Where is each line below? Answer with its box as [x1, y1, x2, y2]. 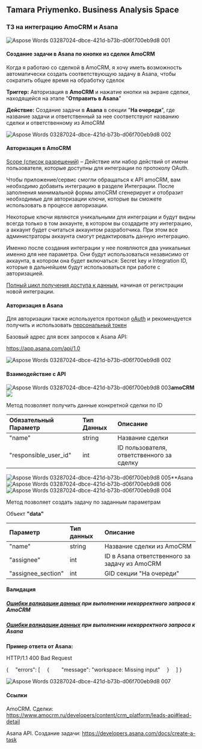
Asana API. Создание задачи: [6, 729, 81, 737]
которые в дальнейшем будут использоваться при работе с [6, 263, 161, 271]
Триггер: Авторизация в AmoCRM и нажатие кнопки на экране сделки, [6, 88, 191, 95]
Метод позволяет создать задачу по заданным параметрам [6, 498, 161, 506]
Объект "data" [6, 510, 44, 517]
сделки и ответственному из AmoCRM [6, 119, 105, 126]
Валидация [6, 586, 36, 593]
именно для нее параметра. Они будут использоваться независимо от [6, 251, 189, 258]
